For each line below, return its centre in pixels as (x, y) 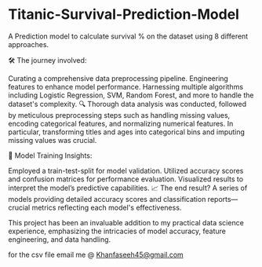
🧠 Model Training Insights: (50, 155)
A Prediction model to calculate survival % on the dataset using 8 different (128, 36)
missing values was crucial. (53, 140)
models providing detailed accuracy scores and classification (107, 199)
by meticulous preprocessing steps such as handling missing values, (119, 115)
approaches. (29, 44)
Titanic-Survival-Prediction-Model (124, 15)
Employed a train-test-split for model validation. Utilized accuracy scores (126, 170)
